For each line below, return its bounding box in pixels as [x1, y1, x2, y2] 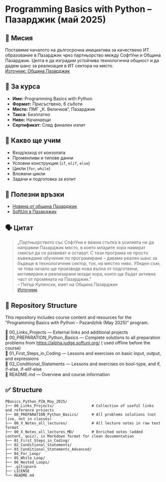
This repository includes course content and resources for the [5, 314, 132, 321]
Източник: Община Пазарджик [5, 68, 70, 74]
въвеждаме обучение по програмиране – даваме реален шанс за [17, 255, 158, 261]
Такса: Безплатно [12, 111, 51, 117]
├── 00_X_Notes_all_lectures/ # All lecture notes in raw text [5, 420, 161, 425]
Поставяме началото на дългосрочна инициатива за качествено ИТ [5, 47, 150, 53]
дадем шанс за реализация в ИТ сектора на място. [5, 63, 114, 69]
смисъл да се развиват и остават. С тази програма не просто [17, 250, 149, 256]
